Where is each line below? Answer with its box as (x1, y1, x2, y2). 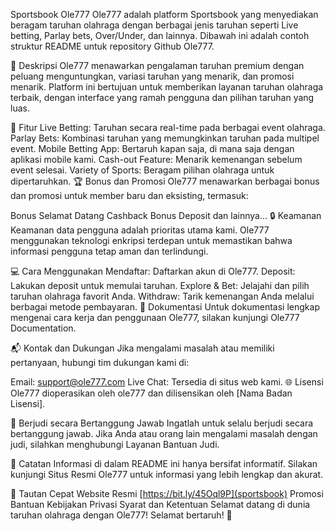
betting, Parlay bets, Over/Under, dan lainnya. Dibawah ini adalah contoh (10, 30, 310, 41)
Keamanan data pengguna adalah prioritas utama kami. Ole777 (10, 224, 270, 236)
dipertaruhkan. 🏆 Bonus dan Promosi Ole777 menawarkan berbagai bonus (10, 175, 320, 187)
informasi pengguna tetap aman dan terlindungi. (10, 245, 209, 257)
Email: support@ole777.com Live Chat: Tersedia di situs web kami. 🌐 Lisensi (10, 376, 324, 388)
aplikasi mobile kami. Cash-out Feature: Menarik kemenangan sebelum (10, 154, 303, 165)
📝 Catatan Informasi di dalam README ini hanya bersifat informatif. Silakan (10, 458, 318, 469)
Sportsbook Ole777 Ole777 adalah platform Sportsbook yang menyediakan (10, 9, 319, 20)
